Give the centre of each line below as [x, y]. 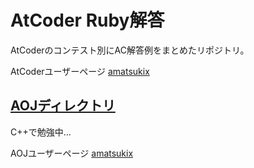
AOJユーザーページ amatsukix [72, 153]
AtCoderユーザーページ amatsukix [80, 71]
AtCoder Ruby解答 [87, 20]
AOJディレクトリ [63, 106]
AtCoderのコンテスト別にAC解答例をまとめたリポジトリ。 [130, 50]
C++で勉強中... [41, 132]
